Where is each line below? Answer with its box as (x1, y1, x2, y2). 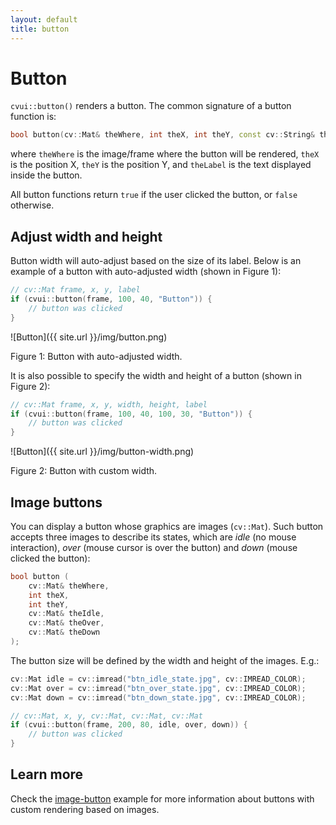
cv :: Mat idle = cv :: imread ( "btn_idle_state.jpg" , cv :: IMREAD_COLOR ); (10, 674, 307, 684)
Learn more (10, 766, 84, 783)
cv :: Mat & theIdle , (28, 609, 105, 619)
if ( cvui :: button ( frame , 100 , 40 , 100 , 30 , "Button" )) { (10, 409, 253, 419)
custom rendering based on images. (10, 803, 160, 815)
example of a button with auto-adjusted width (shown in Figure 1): (10, 266, 282, 278)
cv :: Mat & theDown (28, 627, 101, 638)
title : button (10, 24, 70, 34)
